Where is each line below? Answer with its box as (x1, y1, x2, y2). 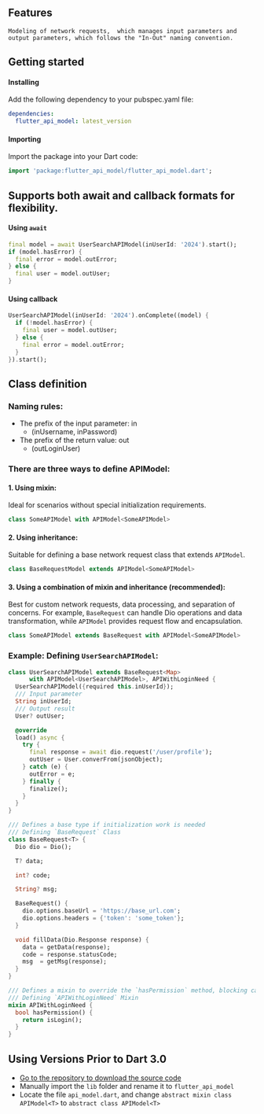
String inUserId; (15, 698, 72, 706)
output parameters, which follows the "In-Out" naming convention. (8, 34, 234, 42)
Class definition (8, 377, 87, 390)
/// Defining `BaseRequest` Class (8, 828, 122, 836)
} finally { (22, 777, 61, 785)
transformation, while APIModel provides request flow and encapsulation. (8, 617, 244, 626)
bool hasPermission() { (15, 1009, 93, 1016)
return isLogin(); (22, 1016, 82, 1024)
